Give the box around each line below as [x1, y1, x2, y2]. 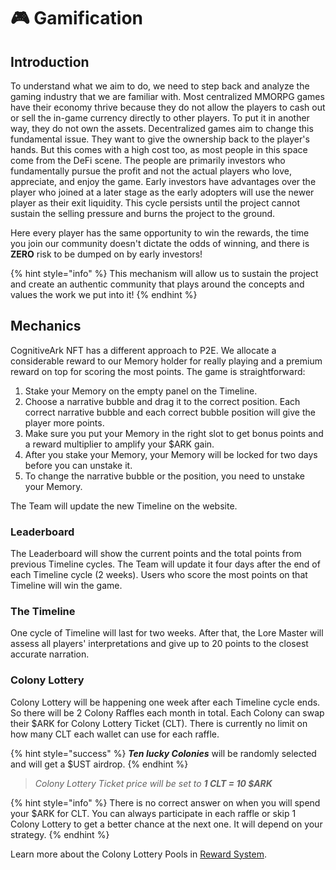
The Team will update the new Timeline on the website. [10, 500, 238, 512]
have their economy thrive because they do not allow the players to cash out [10, 101, 326, 113]
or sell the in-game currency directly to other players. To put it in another [10, 112, 310, 124]
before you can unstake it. [24, 459, 133, 471]
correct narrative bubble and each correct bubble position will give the [24, 406, 316, 418]
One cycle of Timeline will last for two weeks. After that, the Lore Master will [10, 627, 324, 639]
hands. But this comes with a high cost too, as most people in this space [10, 144, 308, 155]
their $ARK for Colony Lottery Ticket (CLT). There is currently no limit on [10, 717, 308, 729]
